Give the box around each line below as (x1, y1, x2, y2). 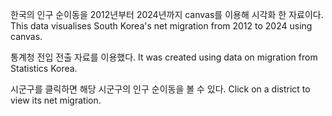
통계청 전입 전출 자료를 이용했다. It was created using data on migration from (10, 51, 318, 63)
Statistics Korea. (10, 63, 78, 74)
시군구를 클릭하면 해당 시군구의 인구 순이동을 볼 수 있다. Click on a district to (10, 83, 311, 95)
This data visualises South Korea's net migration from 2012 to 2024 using (10, 20, 313, 32)
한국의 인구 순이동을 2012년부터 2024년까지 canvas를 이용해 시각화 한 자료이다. (10, 9, 324, 20)
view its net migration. (10, 94, 102, 106)
